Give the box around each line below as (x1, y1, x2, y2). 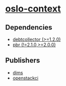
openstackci (12, 75, 39, 81)
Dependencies (5, 23, 52, 32)
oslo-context (5, 3, 61, 15)
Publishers (5, 56, 40, 65)
